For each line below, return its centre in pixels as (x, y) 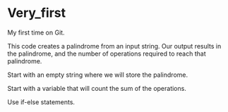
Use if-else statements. (41, 102)
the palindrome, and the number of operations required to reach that (107, 54)
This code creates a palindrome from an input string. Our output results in (114, 46)
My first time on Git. (36, 32)
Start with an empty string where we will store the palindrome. (98, 75)
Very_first (36, 13)
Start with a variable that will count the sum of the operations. (97, 88)
